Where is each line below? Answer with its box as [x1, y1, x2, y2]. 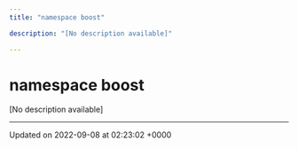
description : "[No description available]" [9, 28, 173, 38]
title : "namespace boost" [9, 12, 105, 22]
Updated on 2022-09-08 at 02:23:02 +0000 [9, 129, 172, 140]
